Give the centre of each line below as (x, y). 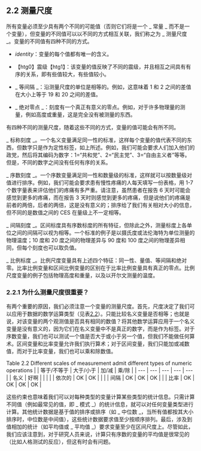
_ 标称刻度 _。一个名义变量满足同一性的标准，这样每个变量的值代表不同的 (97, 140)
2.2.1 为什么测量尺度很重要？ (48, 292)
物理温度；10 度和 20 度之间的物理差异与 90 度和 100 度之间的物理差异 (93, 240)
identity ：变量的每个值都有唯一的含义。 (63, 54)
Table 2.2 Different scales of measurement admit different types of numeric (99, 363)
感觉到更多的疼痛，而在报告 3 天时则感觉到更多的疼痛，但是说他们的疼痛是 (98, 197)
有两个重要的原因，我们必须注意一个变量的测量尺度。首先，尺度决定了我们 (98, 306)
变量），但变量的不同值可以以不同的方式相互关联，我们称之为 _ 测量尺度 (99, 33)
